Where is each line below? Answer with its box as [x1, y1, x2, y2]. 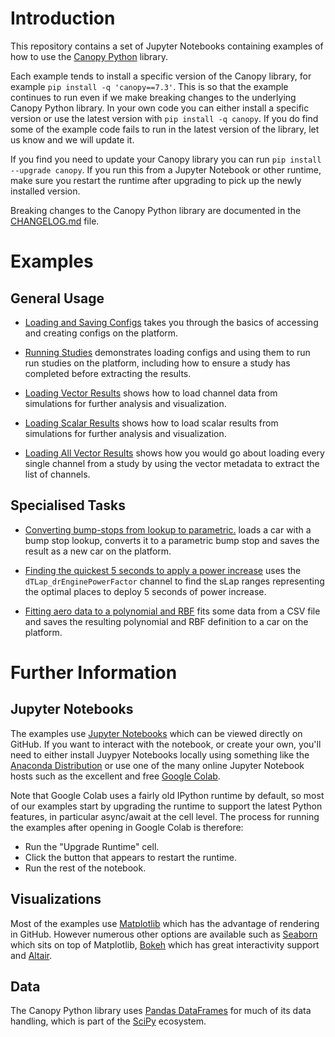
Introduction [10, 7, 116, 30]
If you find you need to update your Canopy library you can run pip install [10, 153, 322, 165]
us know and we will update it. [10, 133, 135, 146]
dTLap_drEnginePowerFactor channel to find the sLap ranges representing [24, 575, 325, 587]
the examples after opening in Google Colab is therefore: [10, 821, 244, 833]
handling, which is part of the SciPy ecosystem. [10, 1015, 207, 1027]
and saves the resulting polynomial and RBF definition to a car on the [24, 615, 309, 627]
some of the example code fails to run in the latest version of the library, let [10, 123, 320, 135]
